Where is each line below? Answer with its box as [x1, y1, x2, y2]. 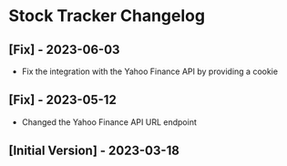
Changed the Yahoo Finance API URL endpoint [21, 116, 197, 128]
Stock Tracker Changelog [8, 5, 206, 26]
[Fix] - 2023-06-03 [8, 42, 120, 57]
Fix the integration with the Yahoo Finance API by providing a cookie [21, 66, 279, 77]
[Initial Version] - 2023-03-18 [8, 143, 179, 159]
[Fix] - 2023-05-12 [8, 92, 118, 108]
